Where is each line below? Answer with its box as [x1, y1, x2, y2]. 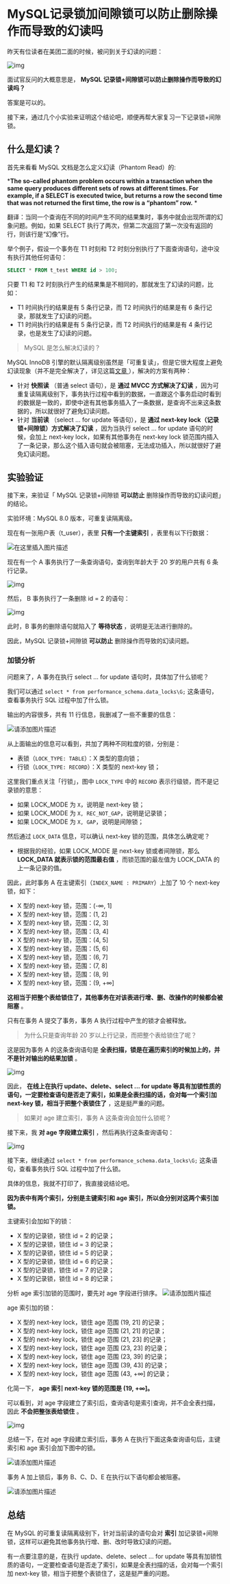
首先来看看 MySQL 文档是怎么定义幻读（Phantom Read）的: [7, 163, 177, 171]
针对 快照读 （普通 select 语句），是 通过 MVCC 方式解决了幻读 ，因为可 [16, 381, 219, 389]
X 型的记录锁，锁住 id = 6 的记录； [16, 1257, 115, 1265]
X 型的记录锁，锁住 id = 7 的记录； [16, 1266, 115, 1274]
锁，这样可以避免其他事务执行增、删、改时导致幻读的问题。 [7, 1537, 175, 1546]
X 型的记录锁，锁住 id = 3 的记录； [16, 1240, 115, 1248]
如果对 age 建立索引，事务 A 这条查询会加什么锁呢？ [23, 1114, 172, 1122]
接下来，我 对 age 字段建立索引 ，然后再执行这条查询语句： [7, 1128, 175, 1136]
